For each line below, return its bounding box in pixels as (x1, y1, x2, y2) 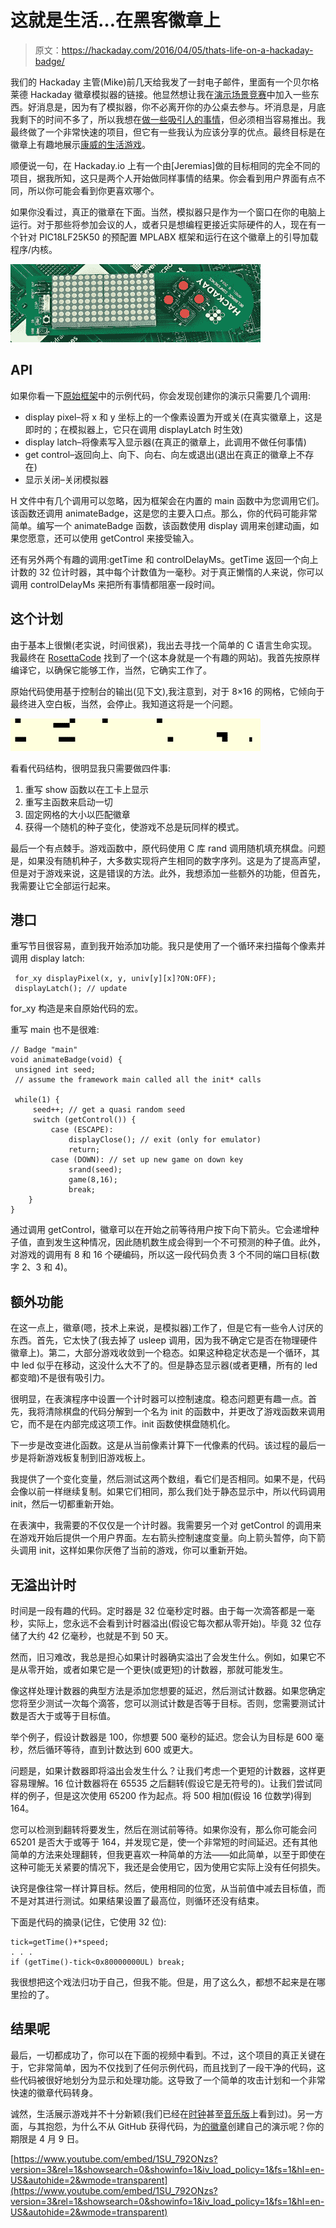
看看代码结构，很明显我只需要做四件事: (10, 762, 172, 774)
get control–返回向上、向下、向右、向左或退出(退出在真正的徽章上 (24, 448, 297, 460)
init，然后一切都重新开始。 (10, 1498, 120, 1510)
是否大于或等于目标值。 (18, 1710, 116, 1721)
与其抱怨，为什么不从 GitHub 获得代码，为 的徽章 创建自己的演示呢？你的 (27, 2120, 325, 2132)
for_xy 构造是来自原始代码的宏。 (10, 1002, 144, 1015)
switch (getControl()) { (32, 1115, 137, 1125)
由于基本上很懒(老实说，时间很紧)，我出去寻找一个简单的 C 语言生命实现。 (10, 639, 318, 651)
